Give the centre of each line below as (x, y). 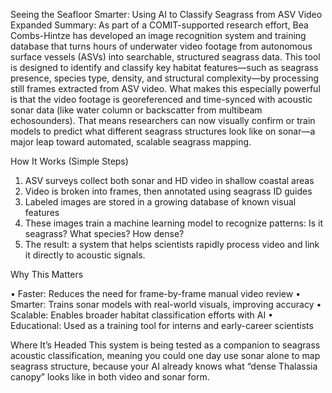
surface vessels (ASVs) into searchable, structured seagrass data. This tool (165, 57)
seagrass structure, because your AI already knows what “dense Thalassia (164, 366)
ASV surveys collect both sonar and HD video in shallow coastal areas (169, 180)
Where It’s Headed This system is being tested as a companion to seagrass (165, 345)
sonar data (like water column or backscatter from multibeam (136, 110)
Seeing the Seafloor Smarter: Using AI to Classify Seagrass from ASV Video (166, 14)
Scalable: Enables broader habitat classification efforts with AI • (142, 315)
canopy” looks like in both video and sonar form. (110, 377)
